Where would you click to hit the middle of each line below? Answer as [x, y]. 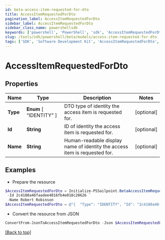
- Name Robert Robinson [30, 200]
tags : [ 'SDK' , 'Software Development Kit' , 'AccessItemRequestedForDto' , [82, 42]
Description [97, 98]
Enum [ [35, 109]
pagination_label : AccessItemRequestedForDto [52, 19]
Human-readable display [93, 140]
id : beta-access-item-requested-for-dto [47, 10]
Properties [22, 84]
